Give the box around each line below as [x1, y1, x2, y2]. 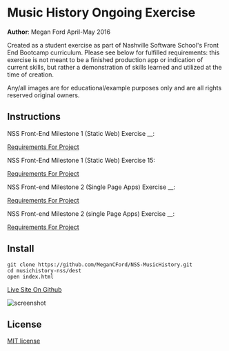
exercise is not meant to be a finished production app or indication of [7, 55, 203, 63]
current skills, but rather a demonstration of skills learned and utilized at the [7, 63, 222, 71]
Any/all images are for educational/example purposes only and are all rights [7, 83, 222, 92]
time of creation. [7, 70, 54, 79]
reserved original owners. [7, 91, 80, 99]
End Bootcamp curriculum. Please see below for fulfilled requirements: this [7, 48, 220, 57]
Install [7, 243, 34, 254]
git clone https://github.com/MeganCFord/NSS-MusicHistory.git [7, 261, 193, 268]
